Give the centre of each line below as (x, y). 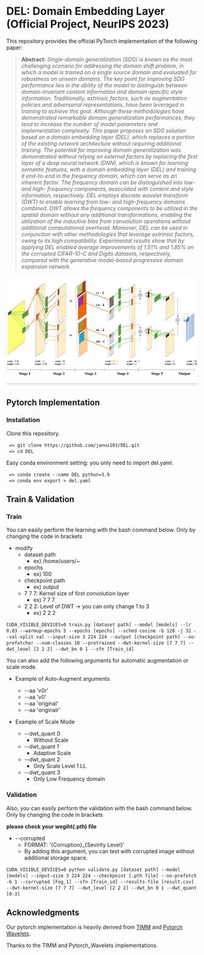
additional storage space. (56, 857)
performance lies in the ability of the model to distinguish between (104, 85)
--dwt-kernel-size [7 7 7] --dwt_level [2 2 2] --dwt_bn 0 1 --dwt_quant (102, 888)
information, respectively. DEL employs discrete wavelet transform (104, 195)
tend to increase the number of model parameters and (89, 124)
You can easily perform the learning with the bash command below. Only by (101, 530)
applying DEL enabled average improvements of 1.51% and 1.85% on (107, 247)
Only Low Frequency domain (69, 779)
